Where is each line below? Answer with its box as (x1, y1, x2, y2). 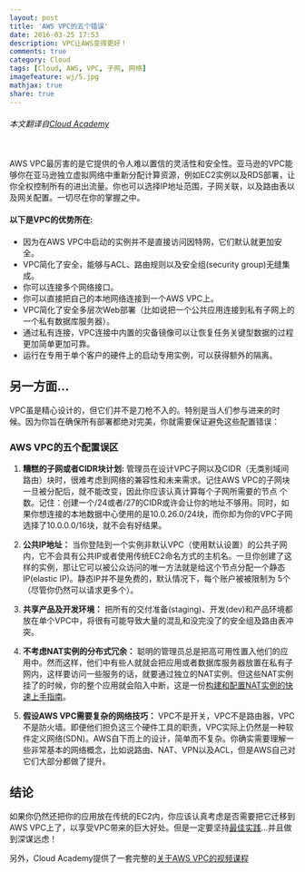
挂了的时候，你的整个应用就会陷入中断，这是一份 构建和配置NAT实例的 (22, 680, 286, 691)
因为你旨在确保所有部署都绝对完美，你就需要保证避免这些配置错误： (25, 416, 280, 426)
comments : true (9, 47, 67, 56)
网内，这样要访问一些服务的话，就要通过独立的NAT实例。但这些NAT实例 (22, 669, 293, 680)
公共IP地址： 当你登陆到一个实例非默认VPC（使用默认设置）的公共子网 (22, 539, 288, 550)
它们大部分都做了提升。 (22, 756, 111, 767)
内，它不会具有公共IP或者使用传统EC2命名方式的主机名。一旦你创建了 (22, 551, 284, 562)
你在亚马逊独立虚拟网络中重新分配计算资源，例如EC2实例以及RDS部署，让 (16, 169, 296, 180)
